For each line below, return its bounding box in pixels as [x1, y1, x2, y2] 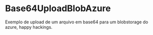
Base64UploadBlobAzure [5, 3, 111, 14]
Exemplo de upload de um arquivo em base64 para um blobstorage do [5, 19, 149, 25]
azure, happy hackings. [5, 24, 53, 30]
